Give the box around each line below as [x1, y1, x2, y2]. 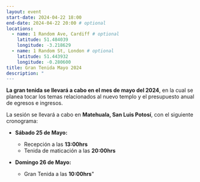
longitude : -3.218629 [17, 43, 71, 49]
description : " [6, 70, 44, 76]
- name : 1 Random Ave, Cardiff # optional [11, 31, 120, 37]
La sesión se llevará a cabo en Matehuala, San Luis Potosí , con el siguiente [6, 111, 193, 118]
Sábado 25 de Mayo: [14, 129, 68, 136]
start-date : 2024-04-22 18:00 [6, 14, 82, 20]
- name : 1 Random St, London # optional [11, 48, 114, 54]
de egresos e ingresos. [6, 100, 63, 107]
